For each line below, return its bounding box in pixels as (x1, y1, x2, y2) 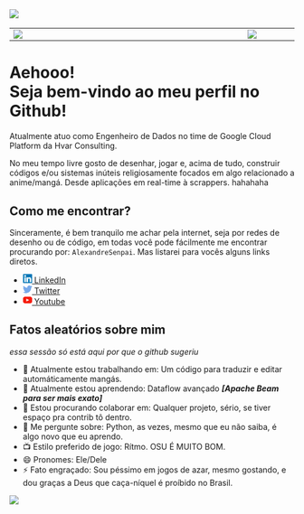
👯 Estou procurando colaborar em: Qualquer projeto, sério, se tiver (22, 402, 271, 413)
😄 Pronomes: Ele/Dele (22, 453, 107, 464)
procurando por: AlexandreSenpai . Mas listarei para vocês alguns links (9, 247, 271, 257)
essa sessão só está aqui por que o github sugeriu (9, 346, 199, 357)
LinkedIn (33, 275, 66, 285)
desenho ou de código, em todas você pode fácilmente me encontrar (9, 237, 268, 248)
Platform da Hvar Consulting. (9, 140, 118, 152)
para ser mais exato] (22, 392, 102, 403)
